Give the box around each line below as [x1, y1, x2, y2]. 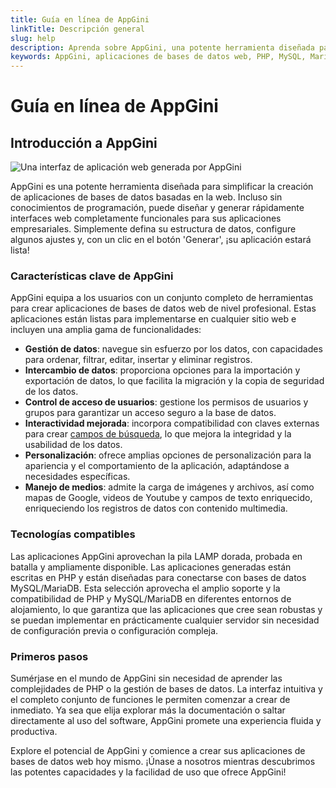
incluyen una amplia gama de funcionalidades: [10, 324, 202, 336]
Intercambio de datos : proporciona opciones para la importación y [24, 364, 301, 376]
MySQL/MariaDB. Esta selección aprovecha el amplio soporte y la [10, 582, 281, 594]
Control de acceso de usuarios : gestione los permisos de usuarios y [24, 396, 309, 408]
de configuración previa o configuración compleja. [10, 624, 219, 636]
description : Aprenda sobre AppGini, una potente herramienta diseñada [10, 42, 315, 53]
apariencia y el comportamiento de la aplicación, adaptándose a [24, 460, 290, 472]
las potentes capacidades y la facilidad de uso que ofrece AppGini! [10, 766, 287, 778]
